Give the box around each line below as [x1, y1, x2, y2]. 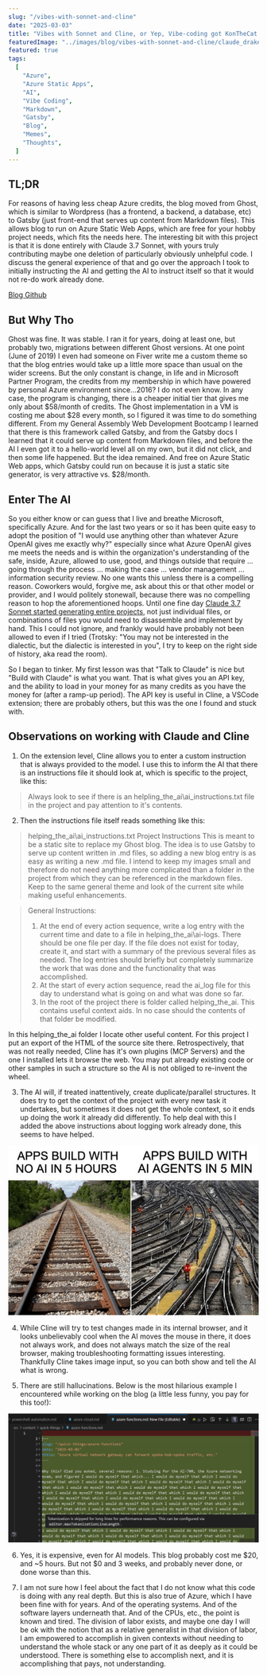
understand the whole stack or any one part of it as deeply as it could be [19, 1642, 258, 1651]
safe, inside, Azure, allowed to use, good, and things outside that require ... [8, 556, 253, 566]
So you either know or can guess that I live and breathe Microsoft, [8, 514, 224, 524]
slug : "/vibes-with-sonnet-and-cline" [8, 13, 137, 21]
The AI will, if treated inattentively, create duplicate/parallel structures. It [19, 1087, 257, 1097]
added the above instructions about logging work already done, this [19, 1121, 242, 1130]
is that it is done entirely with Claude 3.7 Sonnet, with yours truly [8, 241, 219, 251]
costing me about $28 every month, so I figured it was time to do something [8, 411, 257, 420]
